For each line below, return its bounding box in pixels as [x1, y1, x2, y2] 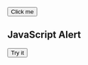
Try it [11, 49, 25, 57]
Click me [11, 8, 34, 16]
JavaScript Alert [7, 29, 82, 41]
